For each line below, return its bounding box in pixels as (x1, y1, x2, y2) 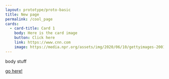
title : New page (5, 12, 39, 17)
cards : (5, 21, 19, 26)
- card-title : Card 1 (10, 26, 55, 31)
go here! (5, 68, 23, 74)
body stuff (5, 58, 27, 64)
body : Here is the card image (14, 30, 78, 35)
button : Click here (14, 35, 55, 40)
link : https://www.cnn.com (14, 40, 71, 45)
